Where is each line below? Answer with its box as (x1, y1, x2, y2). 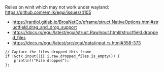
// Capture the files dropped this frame (5, 49, 92, 54)
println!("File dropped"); (14, 58, 69, 63)
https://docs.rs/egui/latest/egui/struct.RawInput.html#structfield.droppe (12, 30, 159, 35)
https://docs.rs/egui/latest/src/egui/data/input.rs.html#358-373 (12, 40, 141, 46)
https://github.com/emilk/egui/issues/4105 (5, 9, 91, 15)
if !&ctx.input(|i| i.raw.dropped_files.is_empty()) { (5, 54, 120, 59)
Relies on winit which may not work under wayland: (5, 4, 109, 10)
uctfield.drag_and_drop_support (12, 24, 77, 30)
